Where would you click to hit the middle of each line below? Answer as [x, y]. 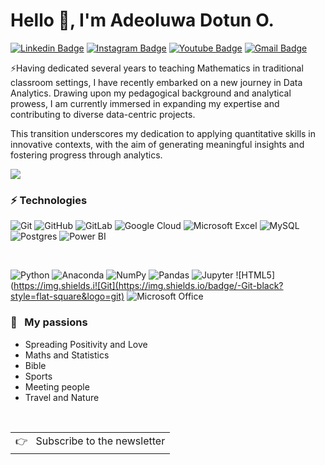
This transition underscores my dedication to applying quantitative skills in [163, 133]
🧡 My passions [49, 322]
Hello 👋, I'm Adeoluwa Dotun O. [142, 20]
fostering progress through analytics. [86, 155]
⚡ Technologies [49, 200]
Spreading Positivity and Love [86, 344]
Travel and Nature [62, 397]
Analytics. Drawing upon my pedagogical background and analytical [151, 93]
